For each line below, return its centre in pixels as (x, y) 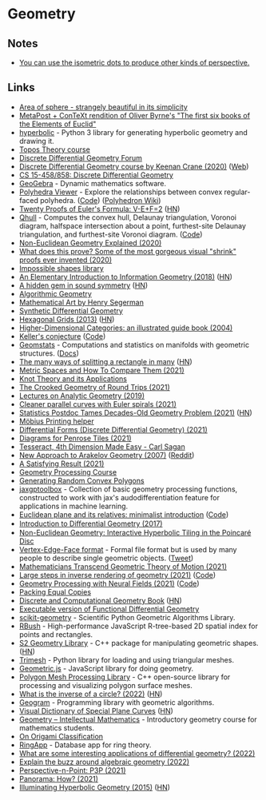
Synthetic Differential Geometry (71, 310)
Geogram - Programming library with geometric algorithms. (117, 702)
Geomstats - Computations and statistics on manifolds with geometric (134, 344)
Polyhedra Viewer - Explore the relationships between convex (121, 192)
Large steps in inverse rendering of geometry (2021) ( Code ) (117, 575)
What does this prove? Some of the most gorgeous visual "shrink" (127, 251)
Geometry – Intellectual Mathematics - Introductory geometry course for (138, 719)
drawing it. (37, 141)
